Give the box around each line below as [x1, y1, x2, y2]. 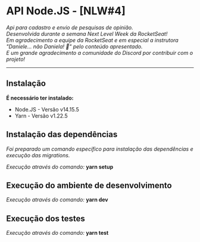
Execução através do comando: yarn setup [6, 163, 114, 170]
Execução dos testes [6, 213, 85, 224]
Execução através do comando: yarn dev [6, 196, 108, 203]
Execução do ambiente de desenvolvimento [6, 180, 172, 190]
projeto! [6, 55, 26, 63]
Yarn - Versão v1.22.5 [14, 112, 68, 119]
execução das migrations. [6, 151, 70, 159]
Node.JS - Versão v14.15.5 [14, 106, 79, 113]
